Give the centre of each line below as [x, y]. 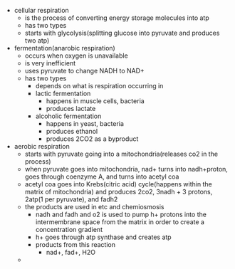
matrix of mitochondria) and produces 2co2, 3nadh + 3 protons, [119, 192]
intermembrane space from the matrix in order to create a [120, 222]
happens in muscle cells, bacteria [95, 101]
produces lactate [71, 109]
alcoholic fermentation [68, 116]
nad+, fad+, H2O [71, 252]
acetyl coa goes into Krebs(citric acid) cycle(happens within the [118, 184]
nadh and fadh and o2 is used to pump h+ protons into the [121, 214]
